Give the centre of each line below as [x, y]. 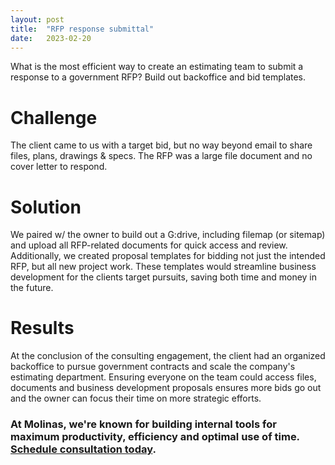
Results [42, 328]
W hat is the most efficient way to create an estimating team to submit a [157, 67]
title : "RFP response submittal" [82, 29]
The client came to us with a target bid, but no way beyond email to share [161, 145]
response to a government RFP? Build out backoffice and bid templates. [158, 77]
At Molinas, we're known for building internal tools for [143, 424]
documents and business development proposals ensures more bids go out [166, 388]
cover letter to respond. [59, 167]
